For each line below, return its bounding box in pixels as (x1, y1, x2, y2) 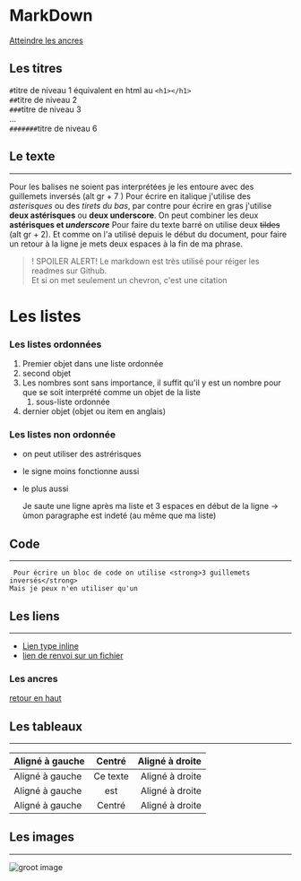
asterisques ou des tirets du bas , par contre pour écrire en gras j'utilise (9, 200, 272, 211)
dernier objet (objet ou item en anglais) (21, 406, 167, 417)
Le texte (9, 149, 56, 164)
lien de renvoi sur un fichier (21, 650, 124, 661)
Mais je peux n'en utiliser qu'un (9, 584, 139, 593)
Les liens (9, 609, 60, 624)
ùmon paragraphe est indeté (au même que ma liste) (21, 510, 217, 521)
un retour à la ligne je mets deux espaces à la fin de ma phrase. (9, 238, 244, 249)
